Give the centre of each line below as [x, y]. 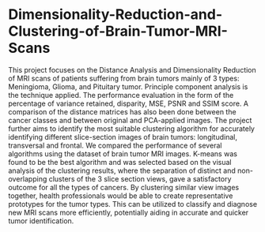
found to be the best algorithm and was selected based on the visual [120, 162]
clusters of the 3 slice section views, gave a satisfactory [140, 178]
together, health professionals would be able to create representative [121, 196]
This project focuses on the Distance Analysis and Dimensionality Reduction [132, 69]
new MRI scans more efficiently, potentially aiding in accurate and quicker [129, 212]
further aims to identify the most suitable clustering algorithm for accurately [132, 129]
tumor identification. [41, 221]
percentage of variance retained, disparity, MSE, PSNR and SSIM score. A [129, 103]
